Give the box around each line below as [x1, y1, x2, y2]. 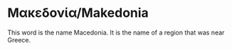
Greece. [7, 35, 31, 44]
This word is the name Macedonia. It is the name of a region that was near [7, 28, 225, 37]
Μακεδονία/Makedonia [7, 5, 149, 21]
